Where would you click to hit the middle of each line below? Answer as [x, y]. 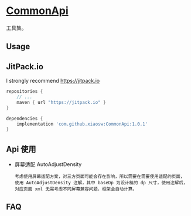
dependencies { [25, 119]
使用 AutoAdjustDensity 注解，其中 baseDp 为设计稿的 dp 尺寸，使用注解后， [101, 183]
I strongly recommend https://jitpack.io [53, 81]
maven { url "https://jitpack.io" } [62, 102]
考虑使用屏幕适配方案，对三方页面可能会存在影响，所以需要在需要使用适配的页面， [100, 177]
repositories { [25, 92]
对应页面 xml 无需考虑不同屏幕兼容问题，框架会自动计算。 [76, 189]
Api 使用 [21, 149]
